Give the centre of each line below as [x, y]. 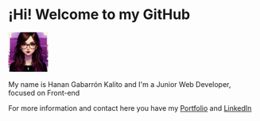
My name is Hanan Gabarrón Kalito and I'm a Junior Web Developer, [120, 84]
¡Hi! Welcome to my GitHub [99, 15]
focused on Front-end [44, 93]
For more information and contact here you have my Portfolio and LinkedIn [130, 108]
